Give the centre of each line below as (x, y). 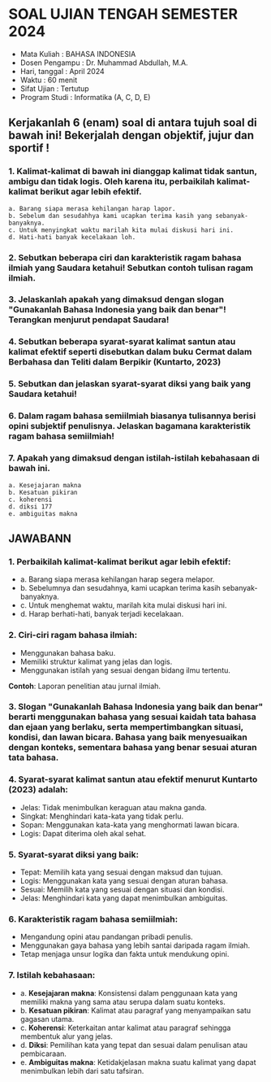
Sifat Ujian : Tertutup (54, 88)
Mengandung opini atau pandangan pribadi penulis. (106, 937)
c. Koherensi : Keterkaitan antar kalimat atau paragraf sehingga (125, 1027)
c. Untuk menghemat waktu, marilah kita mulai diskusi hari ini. (123, 605)
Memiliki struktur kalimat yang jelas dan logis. (96, 661)
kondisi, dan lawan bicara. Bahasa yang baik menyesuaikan (128, 737)
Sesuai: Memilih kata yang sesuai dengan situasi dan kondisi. (122, 890)
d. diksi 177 (30, 506)
